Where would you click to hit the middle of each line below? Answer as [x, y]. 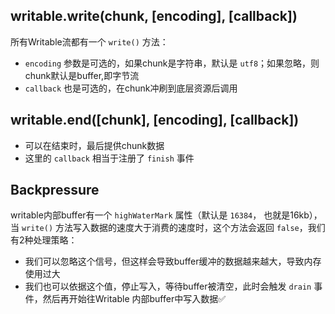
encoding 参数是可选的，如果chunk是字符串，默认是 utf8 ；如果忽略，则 [172, 63]
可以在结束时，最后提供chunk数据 [94, 145]
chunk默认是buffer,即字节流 [82, 75]
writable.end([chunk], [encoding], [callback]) [155, 120]
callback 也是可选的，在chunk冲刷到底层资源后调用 [131, 88]
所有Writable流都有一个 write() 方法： [89, 41]
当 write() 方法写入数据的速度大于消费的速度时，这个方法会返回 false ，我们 [168, 228]
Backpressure [55, 190]
